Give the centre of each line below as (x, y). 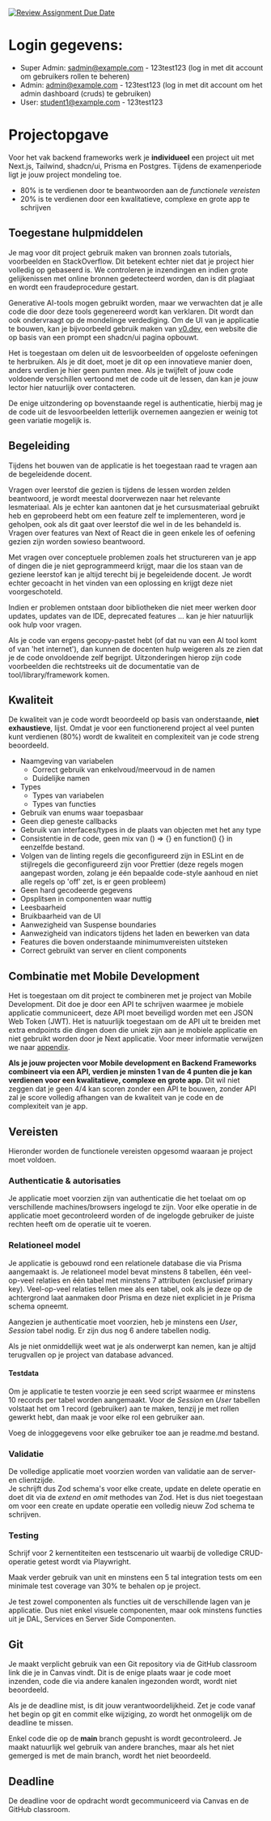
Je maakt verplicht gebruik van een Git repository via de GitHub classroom (133, 1664)
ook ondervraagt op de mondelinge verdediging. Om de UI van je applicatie (134, 319)
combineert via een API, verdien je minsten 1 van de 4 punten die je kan (130, 1072)
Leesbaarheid (43, 907)
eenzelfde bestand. (52, 847)
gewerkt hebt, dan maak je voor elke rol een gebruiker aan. (106, 1417)
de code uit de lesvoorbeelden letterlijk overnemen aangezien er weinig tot (133, 411)
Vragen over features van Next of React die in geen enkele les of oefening (132, 533)
